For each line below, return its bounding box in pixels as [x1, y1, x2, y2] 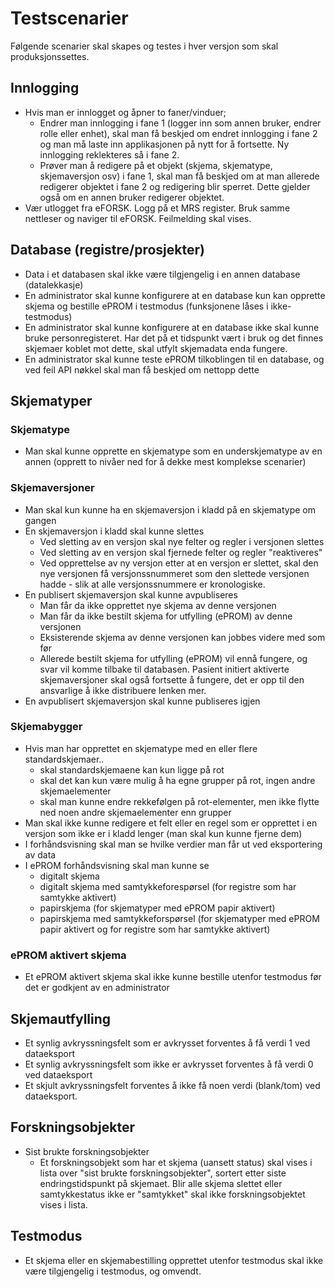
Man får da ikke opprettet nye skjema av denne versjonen [39, 599, 277, 611]
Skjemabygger [10, 720, 83, 734]
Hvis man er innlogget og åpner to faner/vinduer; [24, 106, 227, 118]
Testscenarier [10, 7, 129, 30]
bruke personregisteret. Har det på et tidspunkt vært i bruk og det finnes [24, 332, 324, 344]
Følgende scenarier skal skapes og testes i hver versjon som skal [10, 40, 279, 52]
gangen [24, 514, 57, 526]
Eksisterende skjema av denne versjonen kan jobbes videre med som [39, 631, 326, 643]
